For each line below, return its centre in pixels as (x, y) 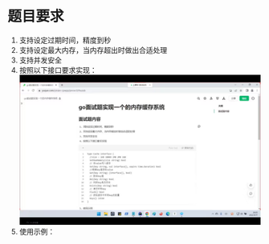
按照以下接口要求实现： (58, 70)
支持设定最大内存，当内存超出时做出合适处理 (93, 50)
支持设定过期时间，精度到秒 (65, 40)
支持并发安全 (40, 60)
